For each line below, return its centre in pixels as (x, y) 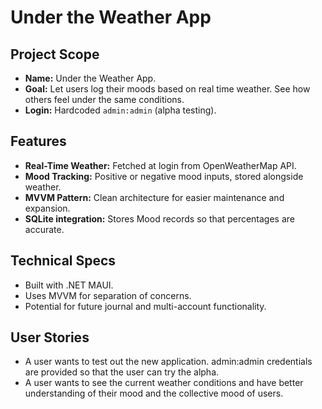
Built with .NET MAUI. (69, 285)
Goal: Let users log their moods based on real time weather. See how (167, 89)
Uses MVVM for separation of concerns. (108, 295)
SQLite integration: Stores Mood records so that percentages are (159, 218)
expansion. (47, 208)
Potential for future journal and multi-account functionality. (145, 306)
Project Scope (55, 54)
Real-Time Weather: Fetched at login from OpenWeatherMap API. (160, 165)
